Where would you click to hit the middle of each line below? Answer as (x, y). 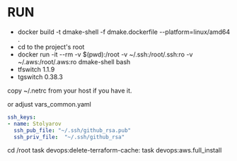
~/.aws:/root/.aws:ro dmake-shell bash (74, 61)
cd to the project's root (51, 47)
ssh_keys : (22, 117)
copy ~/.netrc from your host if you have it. (70, 90)
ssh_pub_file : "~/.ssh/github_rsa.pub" (73, 130)
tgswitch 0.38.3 (40, 77)
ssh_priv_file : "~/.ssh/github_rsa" (69, 137)
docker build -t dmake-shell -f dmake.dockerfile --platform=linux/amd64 (124, 32)
